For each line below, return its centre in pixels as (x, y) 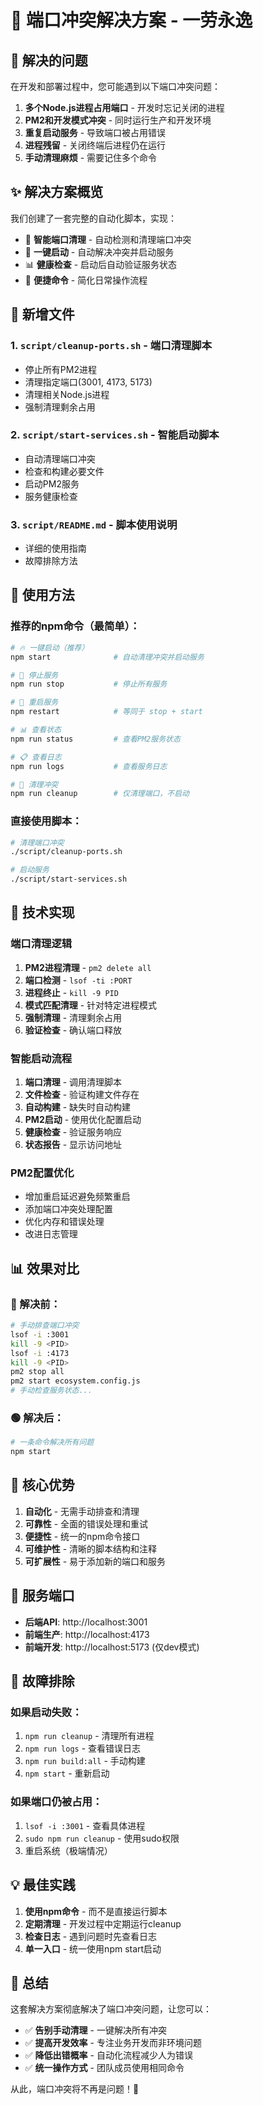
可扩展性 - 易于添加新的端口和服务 (95, 1561)
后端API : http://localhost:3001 (86, 1622)
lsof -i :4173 (40, 1353)
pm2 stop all (37, 1372)
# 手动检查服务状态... (51, 1391)
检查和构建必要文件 (64, 471)
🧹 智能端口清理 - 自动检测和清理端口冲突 (108, 239)
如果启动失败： (46, 1713)
